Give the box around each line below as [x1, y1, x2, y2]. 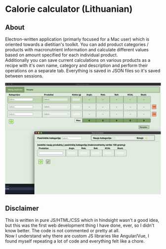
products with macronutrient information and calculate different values [5, 47, 149, 52]
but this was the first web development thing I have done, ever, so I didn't [5, 222, 155, 228]
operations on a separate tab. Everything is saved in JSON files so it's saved [5, 68, 161, 74]
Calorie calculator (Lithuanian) [5, 3, 133, 15]
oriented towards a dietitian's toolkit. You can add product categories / [5, 41, 149, 47]
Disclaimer [5, 204, 39, 212]
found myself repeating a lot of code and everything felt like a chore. [5, 238, 145, 244]
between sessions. [5, 73, 43, 79]
